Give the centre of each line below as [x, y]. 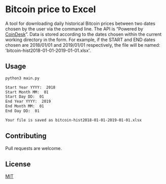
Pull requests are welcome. [34, 148]
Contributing [26, 136]
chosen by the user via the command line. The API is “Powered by [74, 28]
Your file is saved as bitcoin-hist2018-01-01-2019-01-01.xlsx [74, 120]
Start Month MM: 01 [27, 92]
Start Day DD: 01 [25, 97]
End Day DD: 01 [22, 111]
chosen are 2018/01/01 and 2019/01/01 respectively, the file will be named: [83, 45]
